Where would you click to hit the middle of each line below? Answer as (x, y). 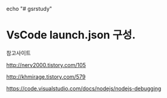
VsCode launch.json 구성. (71, 35)
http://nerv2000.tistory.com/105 (46, 65)
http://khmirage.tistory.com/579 (46, 77)
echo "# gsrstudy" (29, 9)
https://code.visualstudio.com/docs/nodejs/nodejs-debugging (84, 88)
